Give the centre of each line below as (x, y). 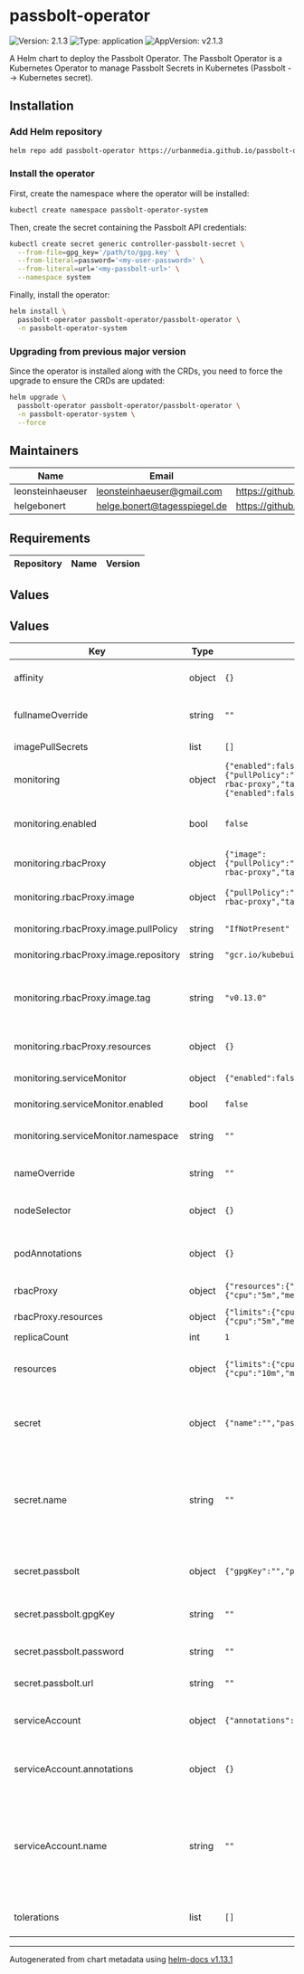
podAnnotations (48, 1254)
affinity (28, 678)
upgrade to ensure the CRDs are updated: (87, 380)
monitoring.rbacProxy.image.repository (97, 955)
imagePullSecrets (51, 747)
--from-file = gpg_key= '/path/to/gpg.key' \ (99, 252)
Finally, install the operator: (60, 295)
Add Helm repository (56, 132)
